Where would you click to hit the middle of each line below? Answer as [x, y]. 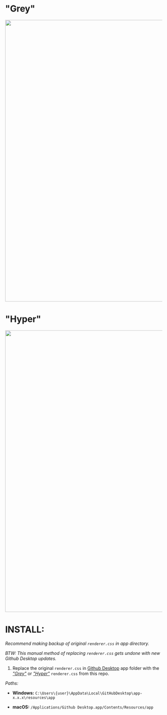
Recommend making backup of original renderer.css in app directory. [77, 643]
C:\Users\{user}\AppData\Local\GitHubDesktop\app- [89, 693]
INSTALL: [25, 630]
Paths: [12, 683]
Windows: [23, 693]
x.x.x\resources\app [34, 697]
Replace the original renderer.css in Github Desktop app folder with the [86, 668]
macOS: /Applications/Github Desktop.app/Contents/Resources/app [83, 707]
